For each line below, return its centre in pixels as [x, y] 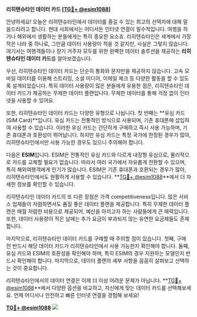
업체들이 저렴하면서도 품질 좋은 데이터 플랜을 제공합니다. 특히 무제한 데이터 [98, 204]
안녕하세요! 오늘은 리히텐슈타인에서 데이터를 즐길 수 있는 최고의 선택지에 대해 [94, 22]
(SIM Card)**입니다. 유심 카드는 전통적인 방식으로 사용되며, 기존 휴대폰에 [90, 120]
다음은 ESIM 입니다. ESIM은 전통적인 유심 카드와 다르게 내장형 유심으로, [88, 155]
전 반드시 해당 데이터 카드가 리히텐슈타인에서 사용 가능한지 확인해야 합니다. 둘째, [98, 246]
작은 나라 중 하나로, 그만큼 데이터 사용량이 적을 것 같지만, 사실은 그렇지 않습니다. [98, 44]
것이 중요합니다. [30, 268]
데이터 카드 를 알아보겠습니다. [59, 59]
